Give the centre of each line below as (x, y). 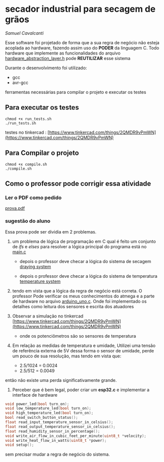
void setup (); (20, 445)
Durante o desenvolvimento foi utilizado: (46, 68)
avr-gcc (20, 83)
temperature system (40, 281)
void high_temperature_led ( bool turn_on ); (49, 413)
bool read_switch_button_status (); (42, 418)
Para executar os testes (42, 107)
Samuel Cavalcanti (24, 33)
